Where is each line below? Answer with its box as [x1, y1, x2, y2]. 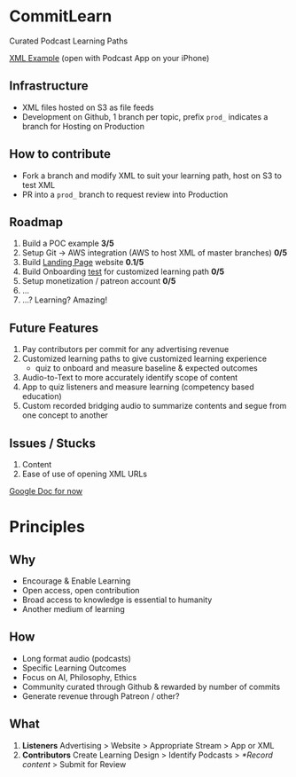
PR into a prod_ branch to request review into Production [21, 189, 229, 200]
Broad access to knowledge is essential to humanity [21, 594, 213, 605]
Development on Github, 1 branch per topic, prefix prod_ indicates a [21, 111, 269, 122]
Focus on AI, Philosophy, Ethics [21, 671, 137, 682]
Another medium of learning [21, 604, 126, 614]
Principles [9, 517, 86, 538]
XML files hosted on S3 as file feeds [21, 102, 154, 113]
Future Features [9, 320, 99, 335]
